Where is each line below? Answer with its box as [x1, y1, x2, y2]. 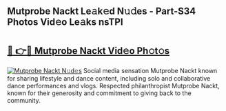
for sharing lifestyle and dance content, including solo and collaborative [7, 74, 211, 82]
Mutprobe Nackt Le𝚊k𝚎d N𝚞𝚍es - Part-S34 [7, 6, 196, 17]
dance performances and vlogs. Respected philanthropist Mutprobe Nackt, [7, 82, 220, 90]
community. [7, 97, 41, 104]
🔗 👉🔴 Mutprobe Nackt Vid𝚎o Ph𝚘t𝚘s [7, 45, 170, 57]
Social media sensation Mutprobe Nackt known [83, 67, 218, 74]
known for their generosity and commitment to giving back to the [7, 89, 192, 97]
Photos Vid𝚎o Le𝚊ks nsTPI [7, 17, 123, 28]
